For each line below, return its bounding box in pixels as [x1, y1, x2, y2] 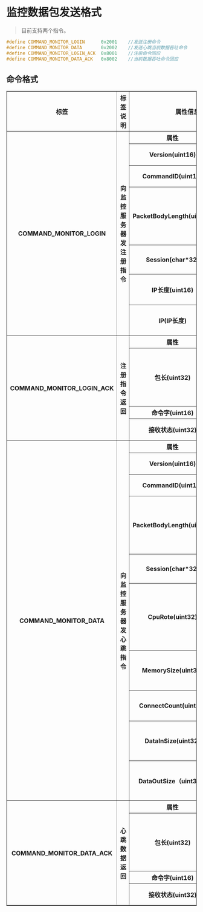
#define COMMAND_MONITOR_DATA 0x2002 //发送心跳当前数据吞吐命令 [6, 44, 188, 50]
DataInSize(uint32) [144, 737, 201, 745]
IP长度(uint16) [152, 286, 194, 294]
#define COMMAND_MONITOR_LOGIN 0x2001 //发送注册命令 [6, 39, 161, 45]
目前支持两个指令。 [21, 27, 69, 34]
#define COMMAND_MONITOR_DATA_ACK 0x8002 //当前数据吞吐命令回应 [6, 56, 179, 62]
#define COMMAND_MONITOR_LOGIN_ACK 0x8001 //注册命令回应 [6, 50, 161, 56]
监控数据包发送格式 [6, 5, 102, 19]
